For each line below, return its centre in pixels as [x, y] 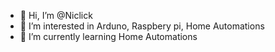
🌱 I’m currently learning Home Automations [108, 36]
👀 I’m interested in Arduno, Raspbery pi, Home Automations [142, 26]
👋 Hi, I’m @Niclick [56, 15]
